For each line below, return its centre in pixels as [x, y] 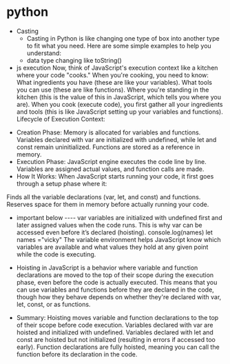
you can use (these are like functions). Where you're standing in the [113, 90]
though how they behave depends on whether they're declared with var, [119, 296]
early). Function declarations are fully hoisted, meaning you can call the [118, 347]
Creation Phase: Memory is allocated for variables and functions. [108, 132]
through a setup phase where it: [62, 183]
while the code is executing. [56, 254]
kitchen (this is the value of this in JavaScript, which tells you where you [119, 97]
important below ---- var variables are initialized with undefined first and [119, 217]
